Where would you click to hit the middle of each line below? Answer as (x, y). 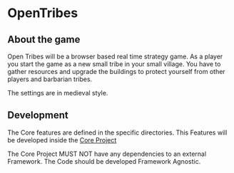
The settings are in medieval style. (58, 93)
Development (38, 115)
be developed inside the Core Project (62, 140)
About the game (44, 40)
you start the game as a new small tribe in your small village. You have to (114, 64)
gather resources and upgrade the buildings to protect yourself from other (117, 72)
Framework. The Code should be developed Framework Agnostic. (104, 161)
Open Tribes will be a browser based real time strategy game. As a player (115, 56)
